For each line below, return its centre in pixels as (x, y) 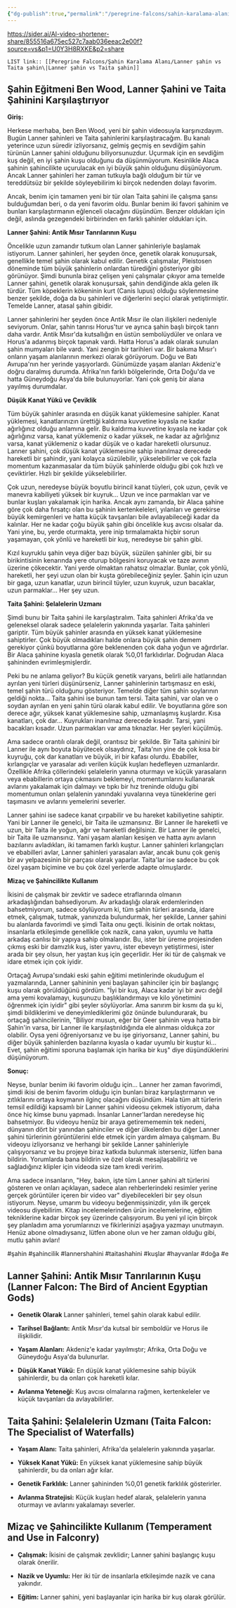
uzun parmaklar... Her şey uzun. (53, 590)
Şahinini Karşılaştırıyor (58, 100)
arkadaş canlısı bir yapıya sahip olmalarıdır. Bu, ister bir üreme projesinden (115, 939)
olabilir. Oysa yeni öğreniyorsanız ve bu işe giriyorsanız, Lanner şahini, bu (113, 1035)
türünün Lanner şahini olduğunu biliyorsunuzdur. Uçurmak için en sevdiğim (116, 153)
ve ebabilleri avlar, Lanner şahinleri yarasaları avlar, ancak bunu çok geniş (114, 852)
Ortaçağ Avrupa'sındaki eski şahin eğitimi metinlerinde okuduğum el (106, 975)
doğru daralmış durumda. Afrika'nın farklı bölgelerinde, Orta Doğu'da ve (111, 372)
